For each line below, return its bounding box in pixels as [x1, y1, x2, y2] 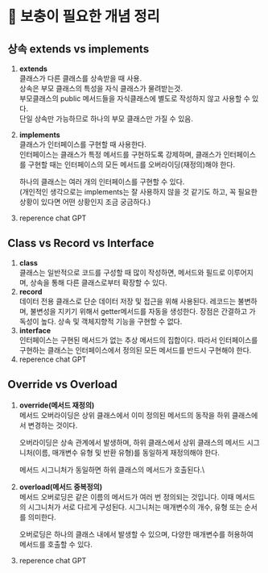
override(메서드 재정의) [19, 400, 95, 410]
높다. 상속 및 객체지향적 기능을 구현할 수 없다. [40, 316, 183, 326]
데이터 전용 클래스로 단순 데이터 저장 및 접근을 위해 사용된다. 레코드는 [19, 296, 237, 306]
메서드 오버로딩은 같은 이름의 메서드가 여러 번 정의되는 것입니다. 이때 [19, 491, 234, 501]
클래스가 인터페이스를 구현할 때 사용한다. [19, 140, 146, 149]
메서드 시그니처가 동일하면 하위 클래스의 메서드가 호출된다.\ [19, 465, 205, 475]
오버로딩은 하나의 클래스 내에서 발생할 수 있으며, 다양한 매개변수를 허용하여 [19, 529, 254, 539]
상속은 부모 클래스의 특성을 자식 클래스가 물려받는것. [19, 84, 183, 93]
